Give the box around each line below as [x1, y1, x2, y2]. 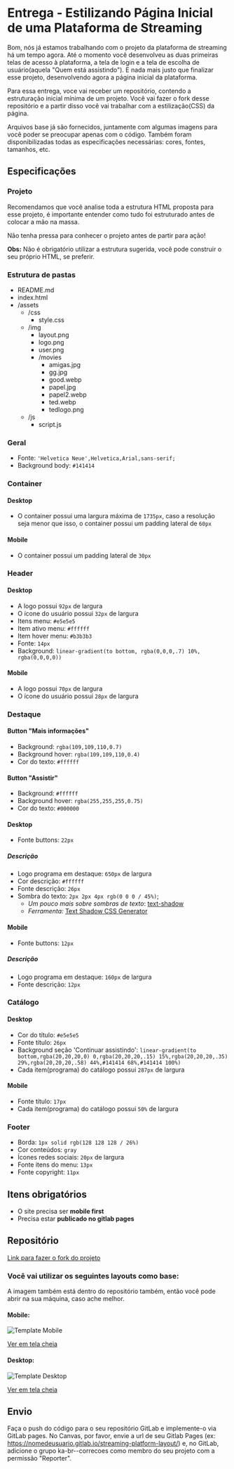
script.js [38, 420, 62, 428]
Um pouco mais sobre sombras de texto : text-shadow [27, 899, 184, 908]
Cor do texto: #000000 [17, 804, 79, 813]
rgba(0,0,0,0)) [17, 654, 62, 661]
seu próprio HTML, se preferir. [7, 252, 95, 261]
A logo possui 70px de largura [17, 684, 103, 693]
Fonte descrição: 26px [17, 885, 81, 893]
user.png [38, 345, 64, 354]
